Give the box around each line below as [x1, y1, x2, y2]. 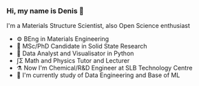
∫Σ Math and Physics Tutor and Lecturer [16, 57, 130, 65]
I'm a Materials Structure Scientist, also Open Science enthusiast [6, 22, 190, 30]
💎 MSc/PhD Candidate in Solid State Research [16, 42, 147, 51]
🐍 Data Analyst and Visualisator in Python [16, 49, 134, 57]
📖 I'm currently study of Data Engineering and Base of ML [16, 71, 180, 79]
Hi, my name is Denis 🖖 [6, 6, 84, 16]
